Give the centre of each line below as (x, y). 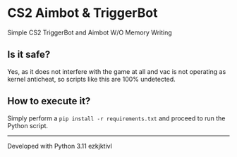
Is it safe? (29, 55)
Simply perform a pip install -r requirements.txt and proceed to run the (116, 118)
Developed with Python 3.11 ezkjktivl (60, 146)
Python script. (28, 125)
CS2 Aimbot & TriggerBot (83, 13)
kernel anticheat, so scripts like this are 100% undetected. (92, 79)
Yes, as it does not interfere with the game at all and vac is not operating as (117, 71)
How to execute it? (49, 101)
